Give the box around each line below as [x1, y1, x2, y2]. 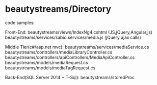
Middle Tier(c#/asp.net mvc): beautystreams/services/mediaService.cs [5, 44, 149, 50]
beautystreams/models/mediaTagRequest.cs [5, 65, 96, 71]
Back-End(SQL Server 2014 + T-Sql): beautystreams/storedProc [5, 74, 135, 80]
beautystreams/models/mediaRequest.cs [5, 59, 88, 65]
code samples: [5, 20, 35, 26]
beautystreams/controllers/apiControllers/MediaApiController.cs [5, 54, 135, 60]
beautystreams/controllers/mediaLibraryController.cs [5, 49, 113, 55]
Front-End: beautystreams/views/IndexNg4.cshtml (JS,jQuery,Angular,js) [5, 29, 153, 35]
